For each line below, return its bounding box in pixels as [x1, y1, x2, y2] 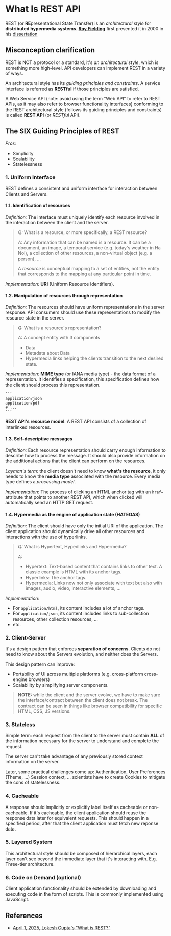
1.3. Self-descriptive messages [5, 436, 73, 442]
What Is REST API [5, 3, 81, 15]
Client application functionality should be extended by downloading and [5, 885, 157, 891]
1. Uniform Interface [5, 174, 56, 181]
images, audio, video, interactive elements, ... [25, 585, 121, 591]
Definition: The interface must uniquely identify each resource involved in [5, 214, 160, 220]
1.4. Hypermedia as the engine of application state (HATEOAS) [5, 512, 140, 518]
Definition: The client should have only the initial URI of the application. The [5, 523, 163, 529]
